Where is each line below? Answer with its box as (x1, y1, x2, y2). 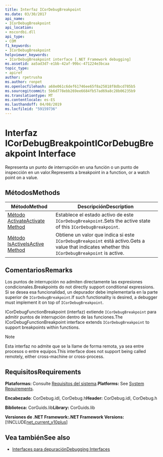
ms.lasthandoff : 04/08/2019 (5, 102, 62, 107)
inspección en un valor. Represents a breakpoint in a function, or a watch (5, 169, 150, 175)
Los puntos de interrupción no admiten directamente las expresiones (5, 279, 143, 285)
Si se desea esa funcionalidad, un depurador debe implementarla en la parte (5, 289, 158, 295)
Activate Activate (7, 217, 45, 224)
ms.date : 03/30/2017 (5, 12, 47, 17)
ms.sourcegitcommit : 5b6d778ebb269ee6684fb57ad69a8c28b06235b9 (5, 88, 136, 93)
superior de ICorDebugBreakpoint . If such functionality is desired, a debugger (5, 295, 158, 300)
